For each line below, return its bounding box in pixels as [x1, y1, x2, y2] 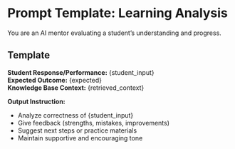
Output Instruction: [7, 97, 66, 106]
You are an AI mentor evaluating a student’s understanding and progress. [7, 29, 222, 37]
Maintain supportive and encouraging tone [17, 133, 143, 142]
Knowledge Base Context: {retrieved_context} [7, 83, 145, 92]
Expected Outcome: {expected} [7, 76, 102, 84]
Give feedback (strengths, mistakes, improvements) [17, 118, 169, 127]
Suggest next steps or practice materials [17, 126, 137, 135]
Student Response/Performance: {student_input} [7, 68, 155, 76]
